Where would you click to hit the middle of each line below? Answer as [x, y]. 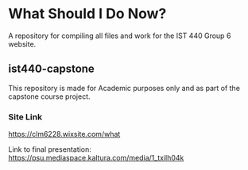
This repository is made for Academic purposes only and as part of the [124, 88]
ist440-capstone [52, 69]
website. [22, 43]
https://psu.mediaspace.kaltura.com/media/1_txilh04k [96, 158]
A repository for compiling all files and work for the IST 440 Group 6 [120, 36]
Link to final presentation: [50, 149]
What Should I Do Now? [87, 14]
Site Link [25, 117]
